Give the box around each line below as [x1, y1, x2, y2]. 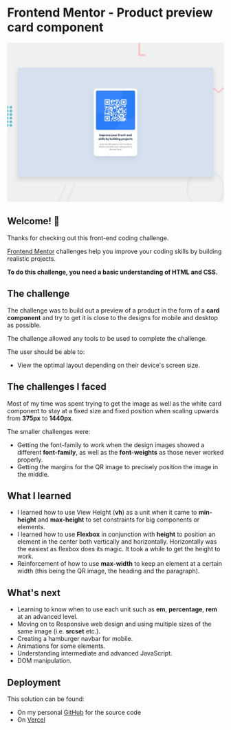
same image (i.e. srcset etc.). [16, 627, 101, 635]
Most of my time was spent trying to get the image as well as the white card [7, 399, 222, 408]
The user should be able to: [7, 347, 85, 356]
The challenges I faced [7, 381, 107, 393]
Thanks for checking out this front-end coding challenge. [7, 233, 169, 242]
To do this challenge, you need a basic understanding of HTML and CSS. [7, 268, 218, 276]
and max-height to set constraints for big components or [37, 515, 200, 524]
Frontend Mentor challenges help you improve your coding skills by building [7, 247, 222, 255]
